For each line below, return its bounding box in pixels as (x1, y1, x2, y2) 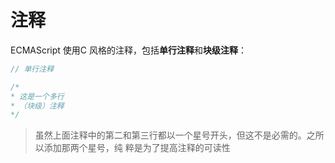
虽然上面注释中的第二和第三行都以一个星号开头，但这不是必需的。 (34, 129, 307, 141)
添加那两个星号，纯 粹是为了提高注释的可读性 (43, 142, 231, 154)
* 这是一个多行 (10, 91, 65, 101)
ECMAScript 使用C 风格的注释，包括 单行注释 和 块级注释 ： (10, 44, 247, 56)
